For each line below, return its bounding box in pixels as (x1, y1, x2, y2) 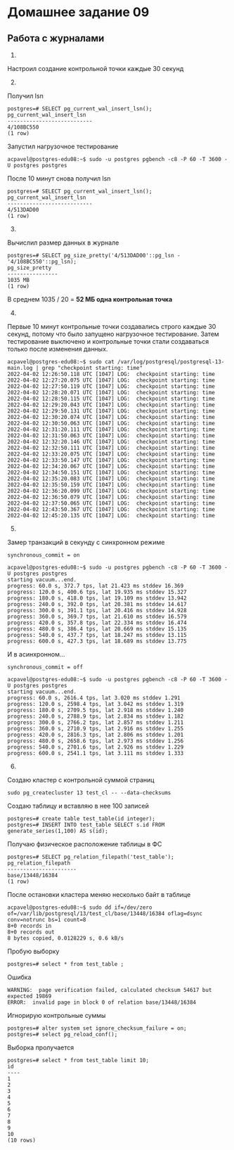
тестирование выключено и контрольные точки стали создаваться (7, 337, 209, 345)
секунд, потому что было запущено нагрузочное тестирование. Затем (7, 330, 219, 338)
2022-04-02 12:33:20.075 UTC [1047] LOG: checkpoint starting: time (7, 451, 216, 458)
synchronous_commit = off (7, 664, 83, 671)
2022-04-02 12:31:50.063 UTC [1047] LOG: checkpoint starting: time (7, 432, 216, 439)
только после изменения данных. (7, 345, 108, 353)
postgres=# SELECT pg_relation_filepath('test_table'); (7, 853, 174, 860)
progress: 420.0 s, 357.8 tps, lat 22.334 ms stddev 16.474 (7, 619, 188, 626)
